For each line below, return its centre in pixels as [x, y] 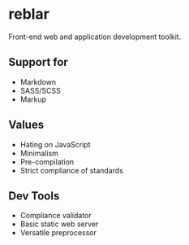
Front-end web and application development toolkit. [95, 37]
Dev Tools [34, 196]
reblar [29, 14]
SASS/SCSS [40, 90]
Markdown [38, 81]
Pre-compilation [47, 162]
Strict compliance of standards [72, 170]
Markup [33, 99]
